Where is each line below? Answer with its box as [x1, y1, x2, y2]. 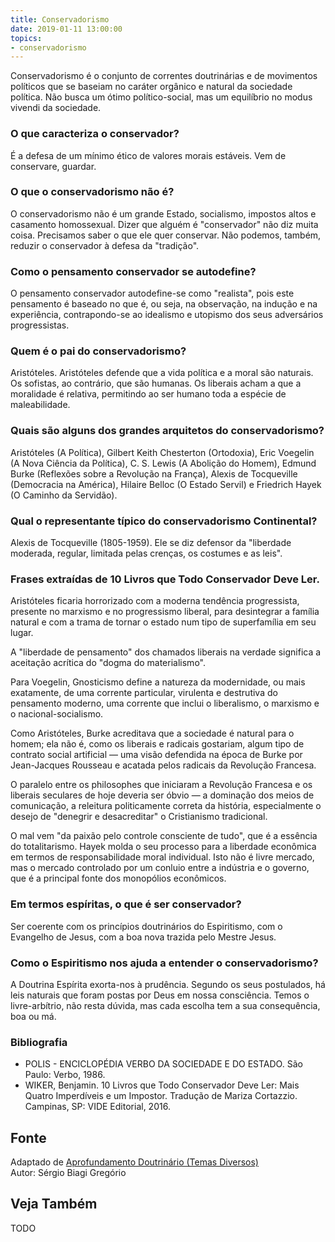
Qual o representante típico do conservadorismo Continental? [10, 514, 318, 528]
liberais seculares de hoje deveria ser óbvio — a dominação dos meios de [10, 789, 315, 801]
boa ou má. [10, 1010, 57, 1022]
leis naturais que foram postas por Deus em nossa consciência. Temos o [10, 989, 310, 1001]
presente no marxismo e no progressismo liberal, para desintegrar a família [10, 606, 320, 618]
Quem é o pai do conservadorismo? [10, 344, 187, 358]
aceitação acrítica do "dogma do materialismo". [10, 657, 206, 669]
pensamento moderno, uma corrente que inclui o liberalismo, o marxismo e [10, 697, 320, 710]
